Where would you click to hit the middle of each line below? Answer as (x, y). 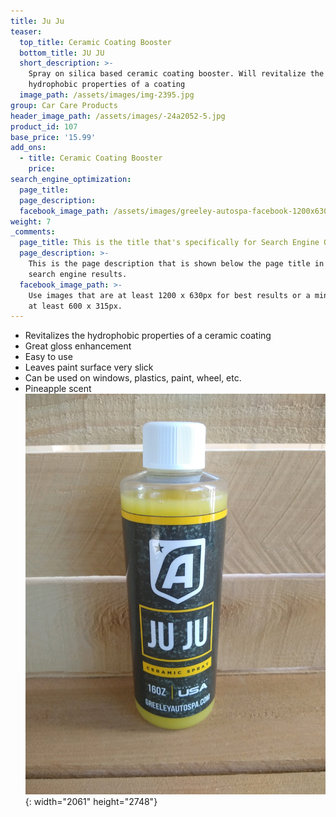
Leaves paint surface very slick (89, 367)
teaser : (26, 31)
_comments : (33, 232)
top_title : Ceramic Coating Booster (95, 42)
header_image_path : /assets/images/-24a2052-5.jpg (118, 116)
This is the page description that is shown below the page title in (176, 264)
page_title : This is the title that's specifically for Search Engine (169, 243)
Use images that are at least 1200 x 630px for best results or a (169, 295)
